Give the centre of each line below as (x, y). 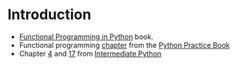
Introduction (50, 15)
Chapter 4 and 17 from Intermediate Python (90, 53)
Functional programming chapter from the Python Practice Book (124, 45)
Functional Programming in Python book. (86, 37)
